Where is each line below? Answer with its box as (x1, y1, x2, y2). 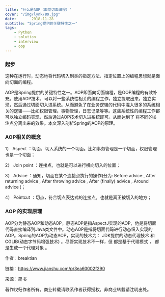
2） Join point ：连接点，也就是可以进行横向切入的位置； (5, 162, 121, 168)
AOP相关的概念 (5, 134, 41, 140)
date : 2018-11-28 (5, 16, 54, 21)
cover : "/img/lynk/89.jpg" (5, 12, 60, 17)
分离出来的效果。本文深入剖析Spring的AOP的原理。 (13, 120, 118, 126)
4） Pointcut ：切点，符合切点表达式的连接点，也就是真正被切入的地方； (5, 194, 152, 200)
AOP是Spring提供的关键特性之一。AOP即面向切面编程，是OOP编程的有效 (5, 89, 153, 95)
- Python (14, 30, 32, 35)
